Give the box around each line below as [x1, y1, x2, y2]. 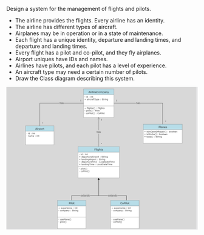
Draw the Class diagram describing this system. [15, 75, 135, 82]
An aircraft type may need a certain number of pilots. [15, 68, 148, 75]
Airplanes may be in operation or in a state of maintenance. [15, 30, 163, 37]
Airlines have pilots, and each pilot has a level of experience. [15, 62, 167, 69]
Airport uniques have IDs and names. [15, 56, 108, 62]
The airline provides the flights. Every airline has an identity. [15, 17, 165, 24]
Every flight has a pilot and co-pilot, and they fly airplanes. [15, 49, 161, 56]
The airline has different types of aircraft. [15, 24, 118, 30]
